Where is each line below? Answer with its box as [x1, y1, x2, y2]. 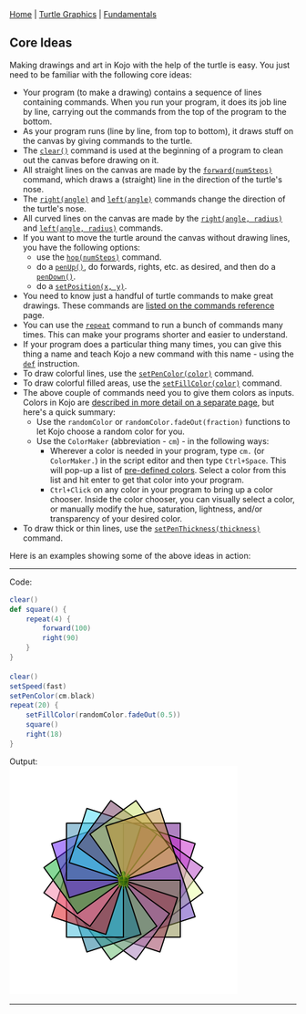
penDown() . [36, 271, 76, 282]
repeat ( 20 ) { [9, 701, 59, 710]
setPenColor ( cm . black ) [9, 691, 96, 700]
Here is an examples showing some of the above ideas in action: [9, 550, 251, 561]
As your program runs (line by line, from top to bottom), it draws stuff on [22, 125, 294, 136]
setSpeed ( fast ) [9, 681, 67, 691]
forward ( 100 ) [42, 624, 92, 633]
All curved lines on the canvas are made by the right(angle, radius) [22, 212, 283, 223]
